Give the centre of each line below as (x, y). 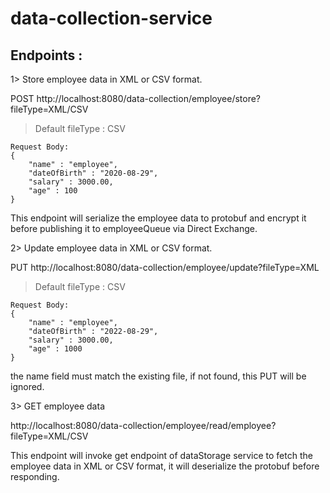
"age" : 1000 (55, 349)
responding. (35, 476)
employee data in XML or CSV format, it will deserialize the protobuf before (165, 466)
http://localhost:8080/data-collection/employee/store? (149, 98)
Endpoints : (46, 55)
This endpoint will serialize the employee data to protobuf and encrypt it (158, 218)
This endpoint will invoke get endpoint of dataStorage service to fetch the (161, 455)
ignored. (27, 386)
